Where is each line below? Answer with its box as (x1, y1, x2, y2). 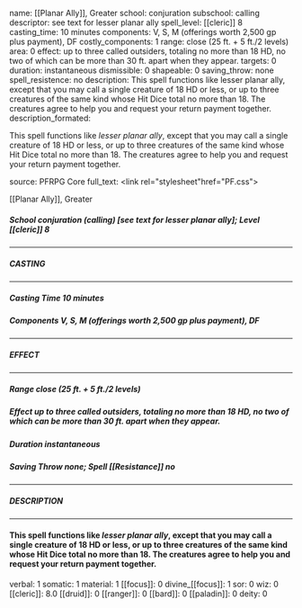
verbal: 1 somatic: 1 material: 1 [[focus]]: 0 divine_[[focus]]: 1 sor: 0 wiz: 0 (9, 578, 279, 589)
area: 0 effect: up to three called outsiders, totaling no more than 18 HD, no (9, 46, 286, 57)
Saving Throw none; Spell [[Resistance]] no (9, 460, 175, 471)
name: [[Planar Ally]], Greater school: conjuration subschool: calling (9, 8, 261, 18)
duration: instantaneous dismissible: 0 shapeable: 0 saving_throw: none (9, 65, 274, 76)
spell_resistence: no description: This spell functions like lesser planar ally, (9, 75, 286, 85)
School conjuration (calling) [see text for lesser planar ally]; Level (9, 214, 261, 225)
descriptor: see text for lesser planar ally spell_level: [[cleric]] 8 (9, 17, 243, 28)
